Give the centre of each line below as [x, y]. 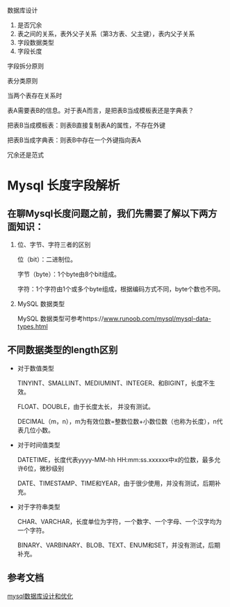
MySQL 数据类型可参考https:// [60, 318]
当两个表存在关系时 [35, 95]
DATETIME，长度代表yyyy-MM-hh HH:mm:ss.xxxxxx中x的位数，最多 [116, 459]
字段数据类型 [35, 43]
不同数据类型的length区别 [63, 350]
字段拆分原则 [25, 66]
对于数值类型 [35, 368]
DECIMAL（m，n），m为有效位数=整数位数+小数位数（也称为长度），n [117, 421]
